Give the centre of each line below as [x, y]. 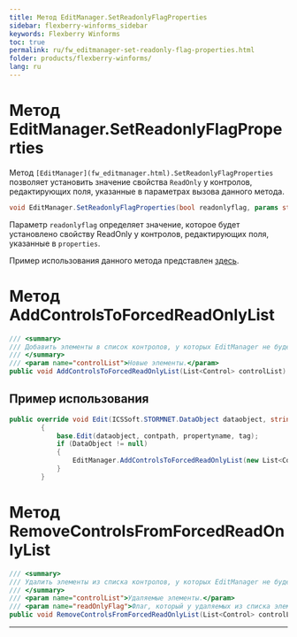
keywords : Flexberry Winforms [65, 34]
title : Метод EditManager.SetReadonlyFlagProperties [108, 17]
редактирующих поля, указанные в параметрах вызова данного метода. [147, 191]
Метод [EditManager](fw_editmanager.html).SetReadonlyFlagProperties [141, 173]
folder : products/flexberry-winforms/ [80, 58]
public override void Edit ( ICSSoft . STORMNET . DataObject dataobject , [138, 419]
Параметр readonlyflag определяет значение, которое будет [125, 224]
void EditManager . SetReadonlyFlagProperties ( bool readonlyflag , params [144, 207]
